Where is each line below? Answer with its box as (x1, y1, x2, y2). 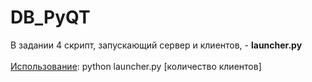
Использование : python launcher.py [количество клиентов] (10, 60, 262, 72)
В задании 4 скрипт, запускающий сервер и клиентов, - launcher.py (10, 39, 303, 51)
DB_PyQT (10, 6, 91, 29)
